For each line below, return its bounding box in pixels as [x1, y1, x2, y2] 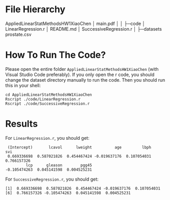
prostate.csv [5, 31, 32, 37]
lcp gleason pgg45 [25, 162, 93, 168]
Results [5, 118, 38, 130]
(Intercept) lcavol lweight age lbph [7, 144, 152, 150]
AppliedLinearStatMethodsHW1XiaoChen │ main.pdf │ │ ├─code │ [5, 20, 146, 27]
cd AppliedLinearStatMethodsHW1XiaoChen [5, 92, 93, 97]
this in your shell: [5, 82, 41, 88]
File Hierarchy [5, 4, 66, 15]
